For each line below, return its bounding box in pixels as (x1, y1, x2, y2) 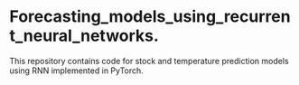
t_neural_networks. (9, 25, 160, 46)
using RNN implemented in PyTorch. (9, 65, 145, 76)
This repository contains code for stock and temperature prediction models (9, 55, 289, 66)
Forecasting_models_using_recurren (9, 6, 291, 27)
